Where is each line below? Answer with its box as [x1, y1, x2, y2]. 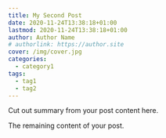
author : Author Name [8, 33, 76, 42]
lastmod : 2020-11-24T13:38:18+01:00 [8, 26, 128, 34]
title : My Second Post [8, 11, 82, 20]
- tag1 [15, 77, 37, 85]
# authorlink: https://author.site [8, 41, 125, 49]
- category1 [15, 63, 55, 71]
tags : [8, 70, 26, 78]
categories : [8, 56, 47, 64]
